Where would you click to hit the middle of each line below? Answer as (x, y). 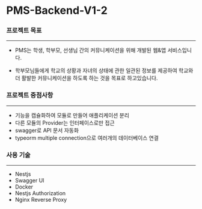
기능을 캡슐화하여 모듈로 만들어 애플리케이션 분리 (72, 115)
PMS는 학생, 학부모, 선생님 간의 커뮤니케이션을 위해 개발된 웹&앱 (90, 50)
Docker (24, 187)
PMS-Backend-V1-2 (57, 11)
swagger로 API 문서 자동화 (47, 130)
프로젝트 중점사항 (30, 95)
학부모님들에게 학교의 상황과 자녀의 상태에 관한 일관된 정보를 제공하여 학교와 (104, 70)
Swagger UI (29, 181)
